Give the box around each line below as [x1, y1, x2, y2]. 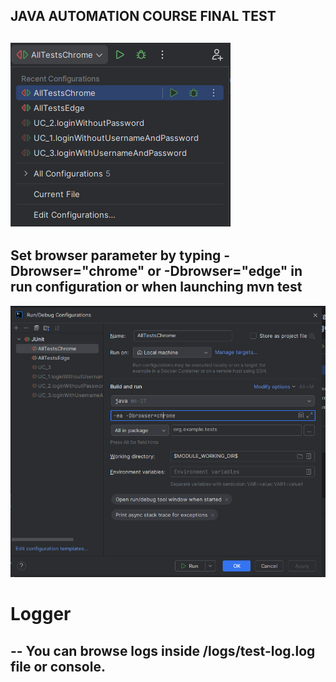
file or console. [10, 658, 106, 675]
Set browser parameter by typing [10, 247, 222, 264]
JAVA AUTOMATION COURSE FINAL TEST [10, 8, 277, 25]
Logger [10, 603, 72, 626]
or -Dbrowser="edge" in [147, 263, 303, 280]
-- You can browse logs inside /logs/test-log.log [10, 642, 316, 659]
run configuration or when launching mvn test [10, 279, 303, 296]
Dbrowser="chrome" [10, 263, 145, 280]
